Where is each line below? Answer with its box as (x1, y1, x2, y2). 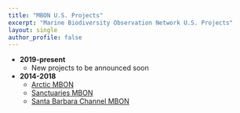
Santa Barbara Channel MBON (31, 97, 129, 106)
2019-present (19, 55, 66, 64)
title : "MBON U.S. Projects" (8, 11, 104, 20)
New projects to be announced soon (31, 64, 149, 73)
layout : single (8, 26, 58, 34)
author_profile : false (8, 33, 82, 42)
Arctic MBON (31, 80, 75, 89)
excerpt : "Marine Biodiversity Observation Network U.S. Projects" (8, 19, 234, 27)
